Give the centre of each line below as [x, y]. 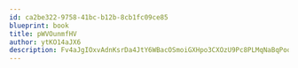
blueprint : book [39, 26]
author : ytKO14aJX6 [45, 42]
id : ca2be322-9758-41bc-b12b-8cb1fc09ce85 [89, 17]
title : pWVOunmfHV [43, 34]
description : [33, 50]
